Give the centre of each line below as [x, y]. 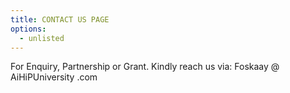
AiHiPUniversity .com [54, 77]
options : [28, 29]
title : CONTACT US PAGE [60, 19]
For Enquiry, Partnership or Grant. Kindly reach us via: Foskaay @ [145, 67]
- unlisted [42, 38]
